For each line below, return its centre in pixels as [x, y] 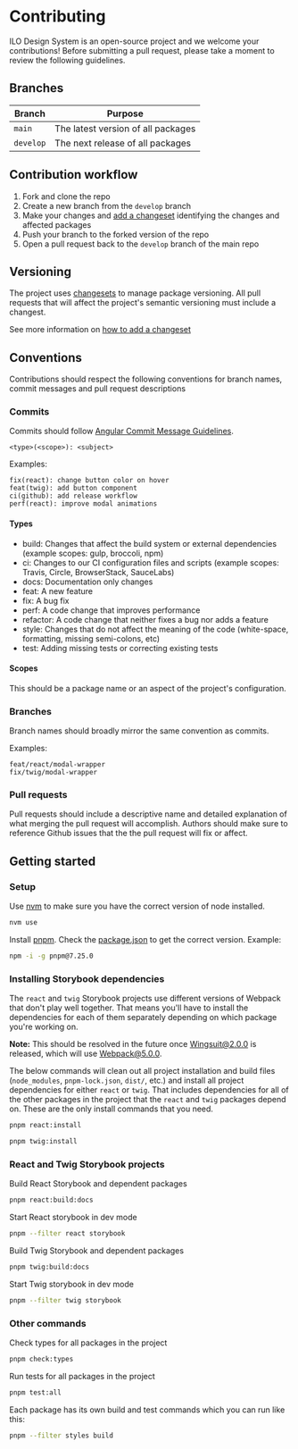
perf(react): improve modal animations [83, 504]
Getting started [53, 861]
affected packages [57, 224]
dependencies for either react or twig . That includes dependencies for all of [149, 1090]
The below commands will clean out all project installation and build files [142, 1071]
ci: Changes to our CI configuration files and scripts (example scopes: [150, 562]
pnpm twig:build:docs [50, 1267]
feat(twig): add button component [74, 489]
